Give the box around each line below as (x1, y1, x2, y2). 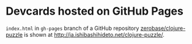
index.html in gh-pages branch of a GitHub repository (6, 24, 139, 32)
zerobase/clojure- (140, 24, 186, 32)
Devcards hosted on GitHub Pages (6, 4, 184, 18)
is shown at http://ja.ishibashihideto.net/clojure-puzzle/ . (23, 31, 164, 38)
